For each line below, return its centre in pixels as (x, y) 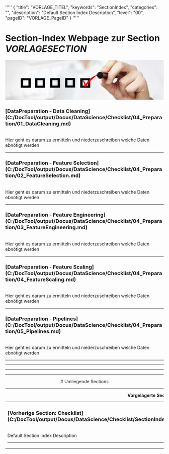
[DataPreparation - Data (35, 111)
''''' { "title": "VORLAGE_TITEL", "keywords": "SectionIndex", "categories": (81, 7)
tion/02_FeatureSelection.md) (43, 175)
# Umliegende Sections (84, 382)
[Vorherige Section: (32, 413)
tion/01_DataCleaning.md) (38, 124)
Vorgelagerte (142, 395)
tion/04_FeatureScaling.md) (41, 280)
